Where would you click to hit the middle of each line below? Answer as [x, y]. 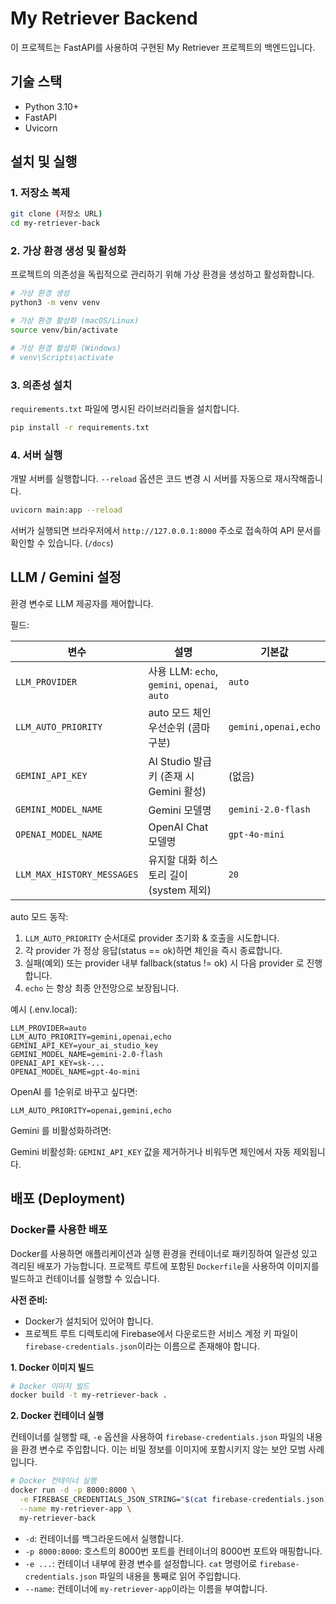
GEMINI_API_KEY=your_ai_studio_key [84, 1045]
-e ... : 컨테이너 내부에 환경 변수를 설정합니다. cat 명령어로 [141, 1563]
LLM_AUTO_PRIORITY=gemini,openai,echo [91, 1037]
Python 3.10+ [52, 106]
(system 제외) [180, 890]
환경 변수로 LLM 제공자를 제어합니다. [82, 603]
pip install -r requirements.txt [80, 428]
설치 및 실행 [44, 162]
